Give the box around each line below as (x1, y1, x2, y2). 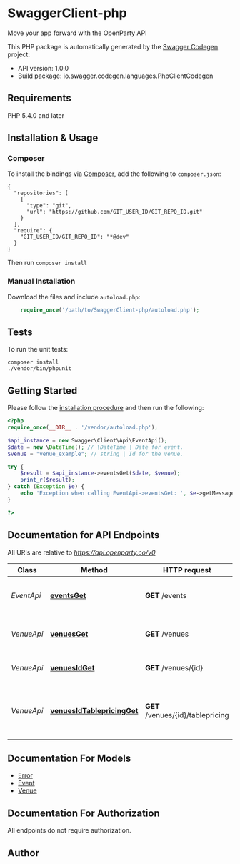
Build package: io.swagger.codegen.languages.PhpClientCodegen (17, 71, 214, 80)
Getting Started (7, 384, 78, 397)
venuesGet (49, 629, 89, 639)
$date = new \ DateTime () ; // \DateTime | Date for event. (7, 443, 184, 451)
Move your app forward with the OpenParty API (7, 29, 147, 37)
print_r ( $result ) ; (20, 477, 75, 484)
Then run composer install (7, 259, 87, 267)
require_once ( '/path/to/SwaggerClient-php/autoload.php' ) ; (20, 306, 200, 314)
